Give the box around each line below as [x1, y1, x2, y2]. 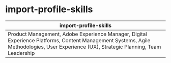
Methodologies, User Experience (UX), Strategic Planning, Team [8, 43, 161, 50]
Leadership [8, 49, 35, 56]
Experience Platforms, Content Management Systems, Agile [8, 37, 151, 44]
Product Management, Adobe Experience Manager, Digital [8, 30, 147, 38]
